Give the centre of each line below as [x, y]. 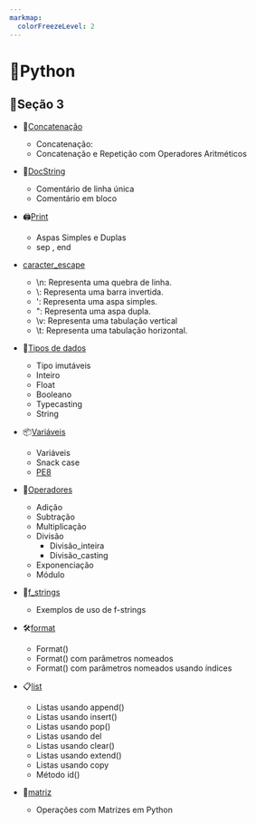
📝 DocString [44, 171]
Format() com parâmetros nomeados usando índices [134, 668]
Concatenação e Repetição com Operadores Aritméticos [141, 153]
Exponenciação [65, 565]
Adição [49, 507]
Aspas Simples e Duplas [81, 238]
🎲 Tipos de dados [54, 348]
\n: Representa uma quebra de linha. [104, 282]
